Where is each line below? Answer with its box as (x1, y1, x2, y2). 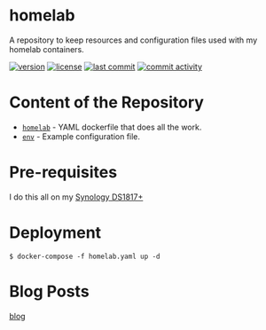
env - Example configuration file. (21, 130, 140, 142)
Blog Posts (9, 281, 90, 302)
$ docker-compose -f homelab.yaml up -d (9, 252, 161, 261)
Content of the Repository (9, 92, 204, 113)
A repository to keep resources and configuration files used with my (9, 35, 258, 45)
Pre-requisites (9, 162, 118, 183)
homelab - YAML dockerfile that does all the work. (21, 122, 202, 132)
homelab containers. (9, 43, 84, 54)
